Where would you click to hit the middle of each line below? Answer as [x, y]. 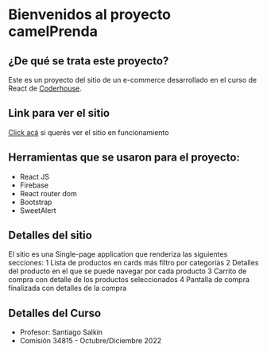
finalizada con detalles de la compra [68, 288]
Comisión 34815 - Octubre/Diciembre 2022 [90, 341]
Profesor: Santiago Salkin [61, 332]
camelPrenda [53, 31]
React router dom [48, 193]
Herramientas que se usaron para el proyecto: [124, 158]
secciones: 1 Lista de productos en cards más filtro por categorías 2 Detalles [133, 263]
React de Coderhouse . [45, 88]
